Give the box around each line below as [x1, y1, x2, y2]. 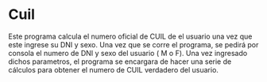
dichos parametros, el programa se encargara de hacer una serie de [8, 57, 232, 66]
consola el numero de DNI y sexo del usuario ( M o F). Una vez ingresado [8, 48, 248, 58]
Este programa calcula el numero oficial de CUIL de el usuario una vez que [8, 32, 253, 41]
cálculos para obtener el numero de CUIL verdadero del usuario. [8, 65, 219, 74]
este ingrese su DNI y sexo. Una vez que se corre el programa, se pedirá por [8, 39, 259, 49]
